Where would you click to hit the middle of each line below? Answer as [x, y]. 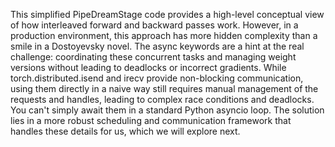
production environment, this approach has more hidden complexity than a [164, 35]
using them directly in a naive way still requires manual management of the [164, 88]
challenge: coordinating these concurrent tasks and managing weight [153, 57]
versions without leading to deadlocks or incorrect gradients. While [148, 67]
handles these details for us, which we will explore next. [125, 131]
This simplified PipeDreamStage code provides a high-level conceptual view [167, 14]
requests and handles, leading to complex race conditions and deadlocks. [162, 99]
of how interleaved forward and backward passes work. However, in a [154, 25]
